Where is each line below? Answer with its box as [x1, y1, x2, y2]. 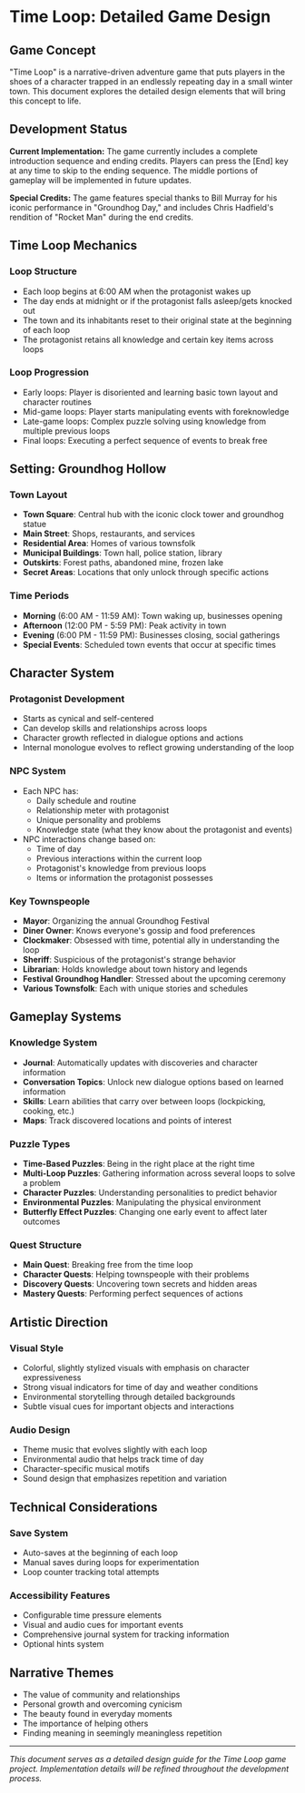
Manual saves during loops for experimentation [22, 1557, 200, 1568]
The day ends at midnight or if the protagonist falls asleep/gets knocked [22, 295, 292, 306]
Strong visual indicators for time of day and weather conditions [22, 1382, 259, 1393]
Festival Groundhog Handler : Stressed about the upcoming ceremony [22, 974, 286, 985]
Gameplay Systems [9, 1009, 123, 1024]
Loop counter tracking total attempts [22, 1567, 160, 1578]
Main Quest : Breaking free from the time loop [22, 1259, 193, 1270]
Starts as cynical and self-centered [22, 713, 154, 724]
